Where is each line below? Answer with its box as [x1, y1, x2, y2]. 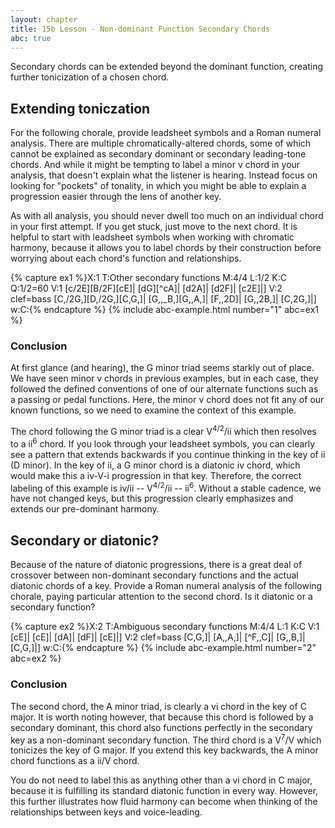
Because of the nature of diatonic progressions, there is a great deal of [10, 559, 303, 571]
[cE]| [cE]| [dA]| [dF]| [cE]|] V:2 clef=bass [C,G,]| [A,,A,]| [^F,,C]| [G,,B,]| [10, 631, 306, 643]
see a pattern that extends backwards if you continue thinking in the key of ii [10, 448, 326, 460]
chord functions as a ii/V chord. [10, 755, 140, 767]
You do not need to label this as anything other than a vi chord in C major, [10, 774, 313, 786]
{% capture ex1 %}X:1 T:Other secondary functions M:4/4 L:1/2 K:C [10, 272, 287, 284]
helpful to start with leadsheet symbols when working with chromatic [10, 231, 295, 243]
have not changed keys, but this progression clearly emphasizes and [10, 492, 294, 505]
